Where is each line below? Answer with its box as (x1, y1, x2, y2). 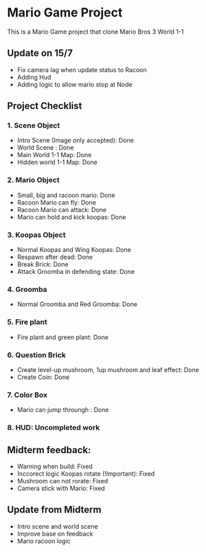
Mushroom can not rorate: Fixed (16, 476, 108, 485)
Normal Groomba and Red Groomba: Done (16, 300, 137, 308)
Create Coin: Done (16, 373, 70, 381)
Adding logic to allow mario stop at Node (16, 80, 133, 89)
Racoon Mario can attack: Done (16, 205, 106, 214)
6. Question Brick (7, 350, 67, 360)
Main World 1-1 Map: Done (16, 151, 92, 159)
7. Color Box (7, 390, 48, 400)
